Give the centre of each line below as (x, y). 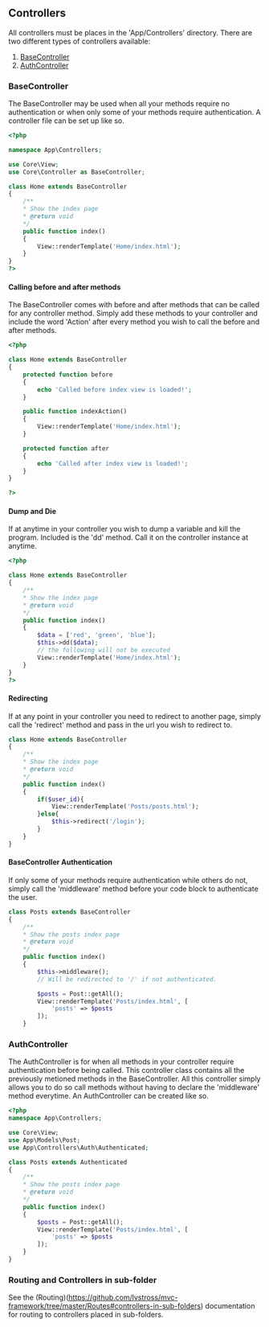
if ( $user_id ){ (61, 799)
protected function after (66, 448)
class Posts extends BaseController (69, 912)
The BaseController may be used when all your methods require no (119, 104)
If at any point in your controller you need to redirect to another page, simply (134, 716)
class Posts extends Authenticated (68, 1162)
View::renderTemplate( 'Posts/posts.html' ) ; (125, 807)
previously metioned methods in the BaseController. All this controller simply (134, 1079)
